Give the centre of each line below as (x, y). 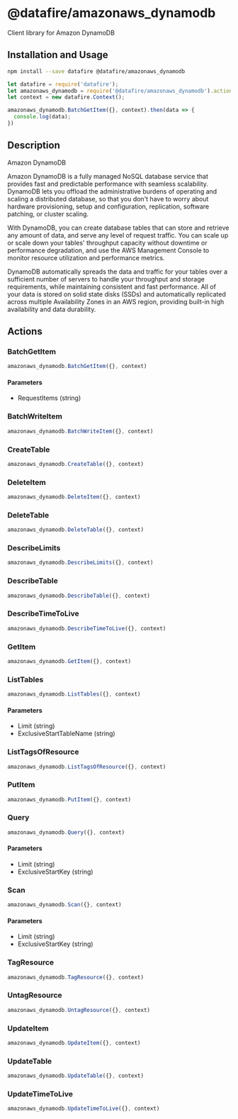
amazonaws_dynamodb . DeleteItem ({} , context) (74, 497)
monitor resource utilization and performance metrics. (86, 257)
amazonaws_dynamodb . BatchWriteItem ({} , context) (80, 431)
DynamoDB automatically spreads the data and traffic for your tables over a (118, 272)
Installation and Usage (58, 55)
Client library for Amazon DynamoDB (61, 33)
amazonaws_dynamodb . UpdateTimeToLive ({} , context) (84, 1109)
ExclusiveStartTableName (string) (66, 734)
